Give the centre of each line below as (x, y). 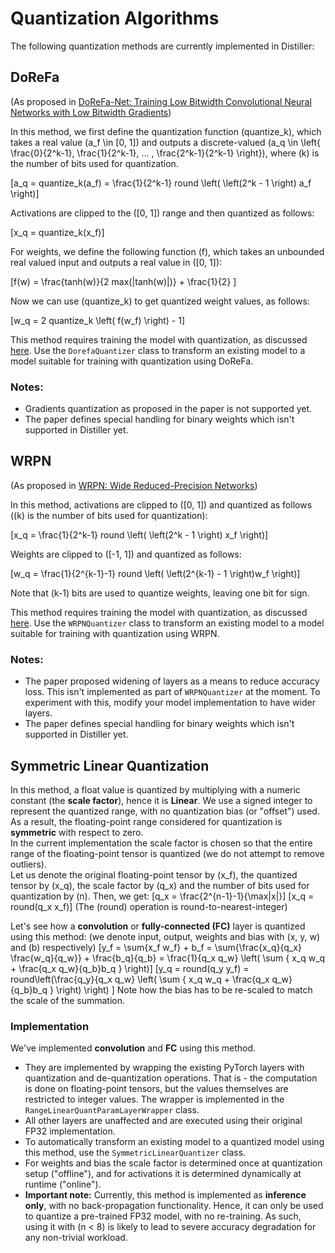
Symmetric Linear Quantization (110, 765)
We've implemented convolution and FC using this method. (133, 1048)
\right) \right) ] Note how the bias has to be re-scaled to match (184, 989)
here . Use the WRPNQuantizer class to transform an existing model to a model (167, 623)
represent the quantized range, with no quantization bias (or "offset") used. (165, 811)
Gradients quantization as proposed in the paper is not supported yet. (168, 409)
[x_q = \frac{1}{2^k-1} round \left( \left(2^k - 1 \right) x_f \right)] (139, 534)
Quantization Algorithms (115, 18)
